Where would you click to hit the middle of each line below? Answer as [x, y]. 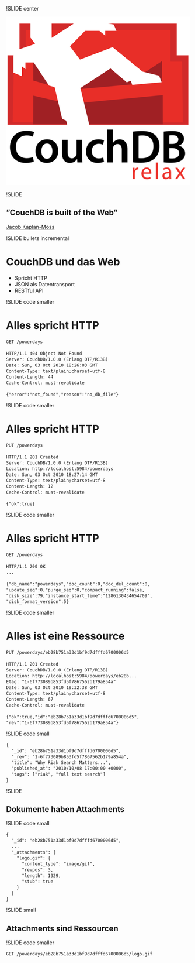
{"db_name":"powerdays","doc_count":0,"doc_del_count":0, [78, 584]
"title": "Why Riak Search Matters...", [61, 762]
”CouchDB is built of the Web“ [62, 213]
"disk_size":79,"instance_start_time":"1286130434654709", [79, 596]
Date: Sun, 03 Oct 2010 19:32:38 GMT [52, 687]
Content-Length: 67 [30, 699]
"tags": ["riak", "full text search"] [59, 774]
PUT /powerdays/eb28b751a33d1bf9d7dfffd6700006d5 [68, 652]
